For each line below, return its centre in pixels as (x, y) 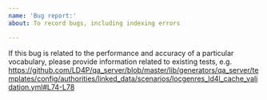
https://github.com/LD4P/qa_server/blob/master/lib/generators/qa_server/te (133, 70)
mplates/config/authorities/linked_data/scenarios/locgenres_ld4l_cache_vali (133, 78)
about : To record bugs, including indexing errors (94, 23)
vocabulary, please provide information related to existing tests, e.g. (120, 62)
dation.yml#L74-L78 (42, 87)
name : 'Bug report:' (43, 16)
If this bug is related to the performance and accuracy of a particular (121, 53)
